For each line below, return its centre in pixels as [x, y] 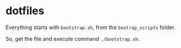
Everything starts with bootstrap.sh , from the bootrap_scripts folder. [90, 27]
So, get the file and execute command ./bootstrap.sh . [73, 39]
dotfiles [25, 11]
